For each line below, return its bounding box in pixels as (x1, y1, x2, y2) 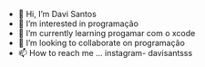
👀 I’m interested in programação (17, 18, 139, 29)
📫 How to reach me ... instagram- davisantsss (17, 48, 193, 58)
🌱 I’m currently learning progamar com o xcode (17, 28, 196, 38)
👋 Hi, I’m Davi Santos (17, 9, 97, 19)
